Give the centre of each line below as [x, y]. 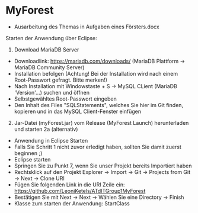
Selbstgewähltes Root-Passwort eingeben [65, 99]
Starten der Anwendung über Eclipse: [51, 38]
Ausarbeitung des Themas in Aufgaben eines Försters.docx [87, 27]
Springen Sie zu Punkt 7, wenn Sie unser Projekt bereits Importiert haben [103, 166]
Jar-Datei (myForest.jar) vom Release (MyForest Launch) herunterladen [101, 122]
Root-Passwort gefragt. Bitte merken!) [61, 80]
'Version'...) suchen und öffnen [52, 92]
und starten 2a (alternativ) [46, 129]
